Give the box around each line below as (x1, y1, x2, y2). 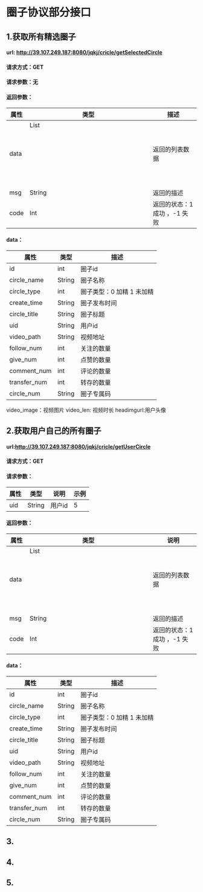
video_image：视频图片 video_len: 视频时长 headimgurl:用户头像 (6, 406, 166, 414)
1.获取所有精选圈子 (6, 31, 77, 42)
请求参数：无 (6, 78, 38, 85)
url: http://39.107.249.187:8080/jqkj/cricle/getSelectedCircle (6, 49, 163, 56)
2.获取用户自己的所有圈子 (6, 426, 101, 436)
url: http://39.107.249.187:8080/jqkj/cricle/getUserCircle (6, 443, 151, 450)
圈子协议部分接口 (6, 5, 92, 19)
